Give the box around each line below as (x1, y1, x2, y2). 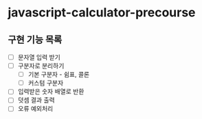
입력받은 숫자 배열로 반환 (17, 88, 85, 96)
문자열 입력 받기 (17, 53, 60, 61)
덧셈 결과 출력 (17, 96, 55, 104)
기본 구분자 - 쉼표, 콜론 (27, 70, 90, 79)
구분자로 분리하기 (17, 62, 65, 70)
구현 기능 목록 (8, 34, 63, 45)
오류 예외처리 (17, 105, 54, 113)
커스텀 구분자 (27, 79, 64, 87)
